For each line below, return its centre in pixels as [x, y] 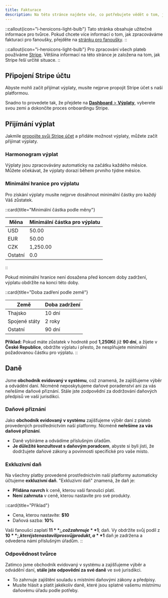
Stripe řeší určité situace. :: [33, 60]
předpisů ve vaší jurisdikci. [32, 396]
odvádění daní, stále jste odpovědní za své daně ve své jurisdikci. [73, 570]
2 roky [52, 321]
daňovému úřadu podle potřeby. [45, 590]
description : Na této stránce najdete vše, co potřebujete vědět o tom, [82, 15]
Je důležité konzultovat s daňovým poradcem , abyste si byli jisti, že [83, 446]
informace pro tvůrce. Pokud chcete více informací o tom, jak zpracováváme [84, 34]
